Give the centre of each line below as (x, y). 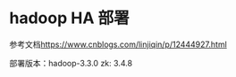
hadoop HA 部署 (69, 18)
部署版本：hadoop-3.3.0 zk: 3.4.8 (71, 63)
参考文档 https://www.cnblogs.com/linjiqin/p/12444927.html (118, 44)
